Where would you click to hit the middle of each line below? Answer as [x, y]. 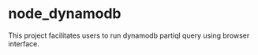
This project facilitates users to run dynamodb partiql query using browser [129, 35]
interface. [24, 43]
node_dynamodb [65, 14]
